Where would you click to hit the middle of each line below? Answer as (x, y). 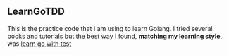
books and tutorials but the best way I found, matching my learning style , (115, 36)
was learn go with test (39, 43)
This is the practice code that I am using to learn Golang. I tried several (110, 28)
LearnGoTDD (36, 12)
